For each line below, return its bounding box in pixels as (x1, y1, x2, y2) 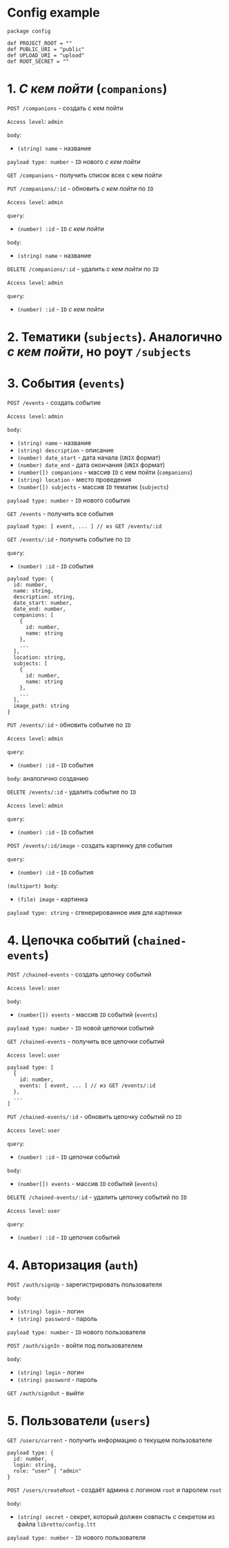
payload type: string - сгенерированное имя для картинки (7, 909, 182, 916)
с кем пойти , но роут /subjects (7, 344, 192, 360)
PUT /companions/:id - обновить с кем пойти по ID (7, 184, 154, 192)
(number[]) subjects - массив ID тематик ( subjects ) (17, 483, 169, 491)
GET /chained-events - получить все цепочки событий (7, 1037, 165, 1046)
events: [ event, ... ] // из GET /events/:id (19, 1082, 156, 1089)
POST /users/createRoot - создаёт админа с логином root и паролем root (7, 1486, 222, 1494)
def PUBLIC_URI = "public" (7, 46, 85, 53)
